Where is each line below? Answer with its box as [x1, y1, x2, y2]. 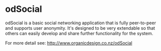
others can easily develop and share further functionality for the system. [5, 30, 153, 36]
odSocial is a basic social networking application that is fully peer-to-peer [5, 20, 157, 26]
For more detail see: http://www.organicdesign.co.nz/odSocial [5, 40, 133, 46]
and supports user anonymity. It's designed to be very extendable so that [5, 25, 156, 31]
